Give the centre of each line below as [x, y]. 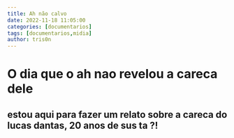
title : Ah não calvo [37, 14]
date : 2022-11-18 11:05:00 [46, 20]
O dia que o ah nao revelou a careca [112, 74]
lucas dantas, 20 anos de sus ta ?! [83, 125]
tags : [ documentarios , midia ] [50, 33]
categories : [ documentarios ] [50, 26]
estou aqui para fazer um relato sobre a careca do [117, 115]
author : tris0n [29, 40]
